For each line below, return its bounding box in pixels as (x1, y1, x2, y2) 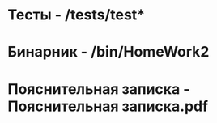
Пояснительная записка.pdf (7, 97, 208, 115)
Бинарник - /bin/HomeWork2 (7, 43, 210, 61)
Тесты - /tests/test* (7, 6, 146, 24)
